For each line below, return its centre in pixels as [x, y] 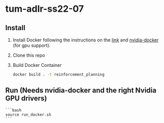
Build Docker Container [37, 65]
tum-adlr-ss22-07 [45, 9]
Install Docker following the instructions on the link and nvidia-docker [86, 40]
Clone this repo [29, 55]
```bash [14, 110]
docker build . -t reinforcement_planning [58, 75]
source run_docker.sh [28, 115]
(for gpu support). [32, 45]
